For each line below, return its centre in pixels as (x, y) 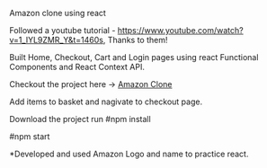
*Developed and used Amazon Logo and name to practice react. (129, 154)
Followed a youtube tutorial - (62, 30)
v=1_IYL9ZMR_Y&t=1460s (56, 40)
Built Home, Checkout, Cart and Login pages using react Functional (134, 57)
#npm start (30, 137)
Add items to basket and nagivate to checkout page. (106, 102)
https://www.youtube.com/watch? (181, 30)
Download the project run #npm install (80, 119)
